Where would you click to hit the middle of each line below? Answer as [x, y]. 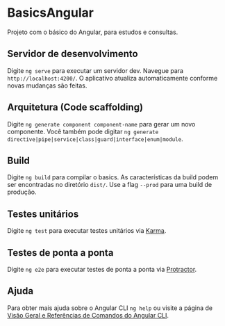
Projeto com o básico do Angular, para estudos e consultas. [93, 32]
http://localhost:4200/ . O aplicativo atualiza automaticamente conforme [112, 78]
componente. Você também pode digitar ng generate [83, 131]
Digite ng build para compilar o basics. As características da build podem [113, 177]
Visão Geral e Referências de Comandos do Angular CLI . [88, 315]
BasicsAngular [50, 13]
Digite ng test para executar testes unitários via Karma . [87, 231]
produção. [22, 192]
